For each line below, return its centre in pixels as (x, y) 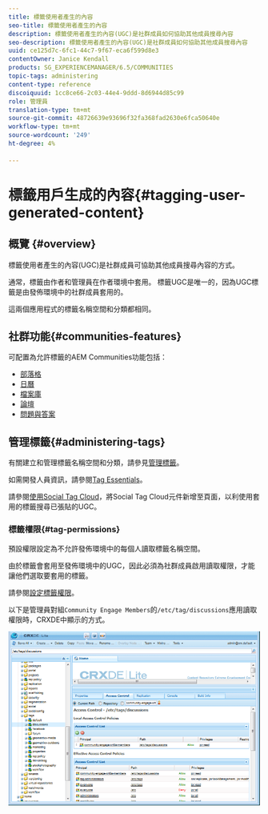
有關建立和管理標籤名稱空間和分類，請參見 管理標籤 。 (96, 463)
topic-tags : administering (53, 76)
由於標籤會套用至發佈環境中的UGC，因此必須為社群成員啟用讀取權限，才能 (132, 565)
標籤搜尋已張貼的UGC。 (62, 507)
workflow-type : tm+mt (44, 127)
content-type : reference (50, 84)
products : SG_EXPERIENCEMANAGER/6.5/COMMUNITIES (91, 68)
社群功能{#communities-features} (95, 337)
